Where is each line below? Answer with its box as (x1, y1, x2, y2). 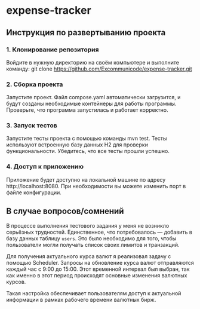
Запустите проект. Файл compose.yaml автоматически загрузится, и (6, 94, 181, 101)
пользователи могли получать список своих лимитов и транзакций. (6, 241, 180, 248)
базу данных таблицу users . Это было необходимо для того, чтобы (6, 234, 177, 242)
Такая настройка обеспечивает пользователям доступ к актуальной (6, 289, 181, 296)
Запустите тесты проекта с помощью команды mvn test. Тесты (6, 135, 167, 142)
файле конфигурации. (6, 189, 61, 196)
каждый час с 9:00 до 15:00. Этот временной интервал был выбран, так (6, 265, 190, 273)
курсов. (6, 278, 26, 285)
